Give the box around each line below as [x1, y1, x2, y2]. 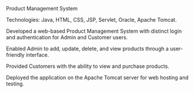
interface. [26, 51, 50, 58]
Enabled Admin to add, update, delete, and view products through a [6, 45, 169, 52]
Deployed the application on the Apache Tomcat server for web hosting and [6, 74, 189, 81]
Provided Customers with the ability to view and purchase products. [6, 63, 169, 70]
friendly [6, 51, 25, 58]
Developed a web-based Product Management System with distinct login [6, 27, 182, 35]
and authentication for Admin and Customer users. [6, 34, 128, 40]
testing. [6, 80, 25, 87]
